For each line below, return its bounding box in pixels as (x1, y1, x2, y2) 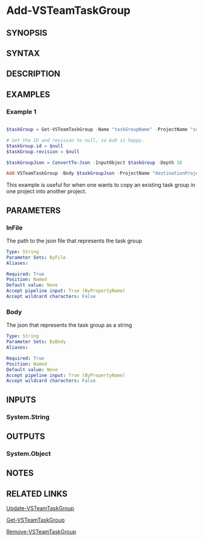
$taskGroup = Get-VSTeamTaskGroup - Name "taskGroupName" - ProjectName (6, 126, 188, 133)
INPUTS (6, 394, 36, 405)
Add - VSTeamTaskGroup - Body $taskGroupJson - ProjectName (6, 170, 150, 177)
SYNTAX (6, 48, 40, 58)
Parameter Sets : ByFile (6, 254, 66, 261)
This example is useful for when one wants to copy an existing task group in (6, 181, 196, 189)
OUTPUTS (6, 431, 45, 441)
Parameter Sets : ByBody (6, 339, 66, 345)
